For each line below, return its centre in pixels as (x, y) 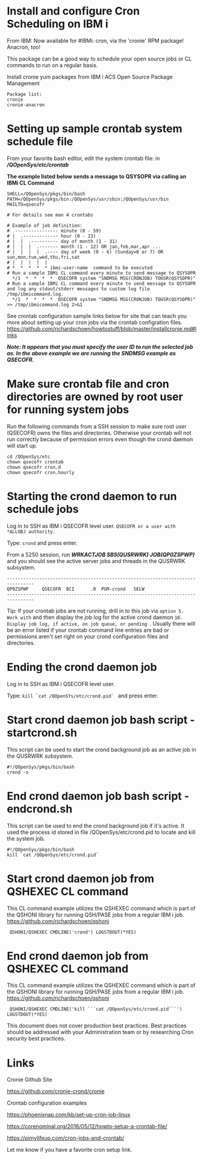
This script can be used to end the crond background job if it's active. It (95, 825)
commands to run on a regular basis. (52, 65)
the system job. (26, 838)
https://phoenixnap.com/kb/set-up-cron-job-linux (69, 1115)
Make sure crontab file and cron (88, 384)
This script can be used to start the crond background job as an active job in (101, 749)
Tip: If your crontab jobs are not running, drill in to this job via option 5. (95, 611)
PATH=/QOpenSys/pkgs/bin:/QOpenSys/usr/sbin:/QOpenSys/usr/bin (88, 199)
